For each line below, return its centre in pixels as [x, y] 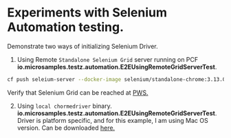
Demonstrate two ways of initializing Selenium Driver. [82, 46]
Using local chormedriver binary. [64, 106]
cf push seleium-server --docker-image [64, 79]
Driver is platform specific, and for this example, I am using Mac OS [112, 120]
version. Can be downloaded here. [66, 128]
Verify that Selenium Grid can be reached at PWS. [78, 92]
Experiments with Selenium [87, 13]
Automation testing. [66, 27]
